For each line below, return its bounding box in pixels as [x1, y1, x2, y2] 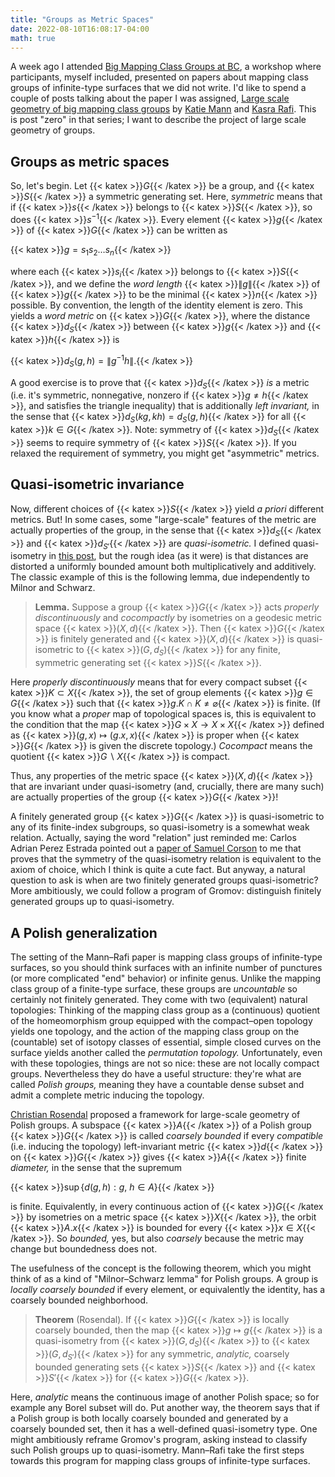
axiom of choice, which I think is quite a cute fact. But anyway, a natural [10, 864, 306, 876]
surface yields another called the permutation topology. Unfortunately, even [10, 1047, 323, 1059]
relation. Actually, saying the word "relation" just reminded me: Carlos [10, 832, 297, 844]
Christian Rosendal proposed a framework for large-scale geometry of [10, 1109, 301, 1121]
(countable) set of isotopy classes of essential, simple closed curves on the [10, 1036, 322, 1048]
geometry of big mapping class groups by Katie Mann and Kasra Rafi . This [10, 103, 317, 115]
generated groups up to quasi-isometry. [10, 896, 175, 908]
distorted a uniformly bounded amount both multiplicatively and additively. [10, 561, 317, 573]
